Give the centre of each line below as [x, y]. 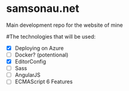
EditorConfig [30, 62]
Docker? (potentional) [42, 55]
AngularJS [27, 75]
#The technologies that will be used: [51, 36]
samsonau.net [43, 9]
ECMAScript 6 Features [44, 81]
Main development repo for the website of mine [65, 25]
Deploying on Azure [39, 48]
